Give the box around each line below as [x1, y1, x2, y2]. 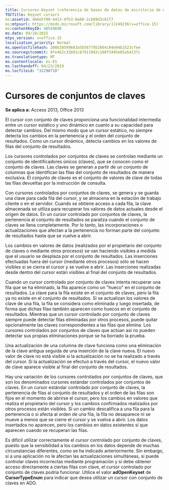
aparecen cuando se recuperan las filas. [5, 427, 89, 433]
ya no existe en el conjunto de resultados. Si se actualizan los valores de [5, 295, 156, 301]
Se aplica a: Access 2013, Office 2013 [5, 106, 84, 113]
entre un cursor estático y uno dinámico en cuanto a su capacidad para [5, 122, 153, 128]
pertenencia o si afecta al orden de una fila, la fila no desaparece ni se [5, 411, 151, 417]
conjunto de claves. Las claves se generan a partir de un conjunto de [5, 164, 148, 170]
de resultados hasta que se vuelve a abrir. [5, 233, 92, 239]
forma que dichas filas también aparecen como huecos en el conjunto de [5, 306, 157, 312]
